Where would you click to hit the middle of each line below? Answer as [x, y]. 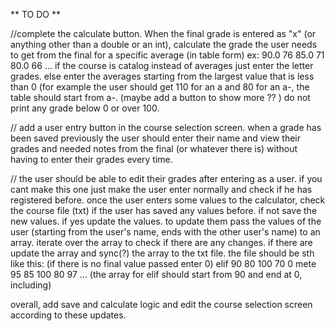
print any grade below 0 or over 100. [85, 108]
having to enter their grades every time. [91, 159]
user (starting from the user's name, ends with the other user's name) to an [165, 232]
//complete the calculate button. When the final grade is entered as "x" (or [163, 33]
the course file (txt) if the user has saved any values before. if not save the [164, 210]
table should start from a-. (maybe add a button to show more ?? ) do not [160, 97]
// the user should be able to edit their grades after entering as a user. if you [166, 178]
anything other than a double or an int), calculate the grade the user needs [164, 44]
